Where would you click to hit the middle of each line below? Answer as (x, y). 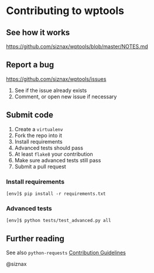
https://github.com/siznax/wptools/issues (56, 79)
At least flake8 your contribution (54, 154)
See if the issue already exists (51, 90)
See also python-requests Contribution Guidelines (66, 252)
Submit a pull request (40, 166)
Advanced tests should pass (49, 148)
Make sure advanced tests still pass (58, 160)
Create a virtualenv (39, 129)
